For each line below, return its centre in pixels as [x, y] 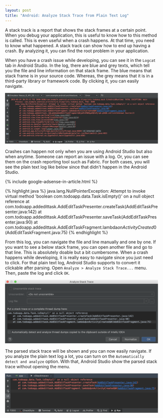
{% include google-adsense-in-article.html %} [51, 181]
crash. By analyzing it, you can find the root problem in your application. [77, 51]
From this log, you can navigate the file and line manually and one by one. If [81, 242]
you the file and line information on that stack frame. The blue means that [78, 70]
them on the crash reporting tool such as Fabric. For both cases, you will [77, 161]
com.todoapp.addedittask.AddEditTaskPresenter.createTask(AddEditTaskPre [81, 206]
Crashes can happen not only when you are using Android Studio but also [79, 151]
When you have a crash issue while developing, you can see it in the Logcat [81, 60]
